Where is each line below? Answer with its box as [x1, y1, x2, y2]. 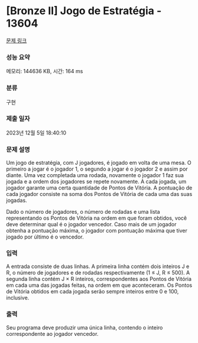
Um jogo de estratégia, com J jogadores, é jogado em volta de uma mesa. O [6, 159, 191, 166]
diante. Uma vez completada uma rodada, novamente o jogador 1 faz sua [6, 172, 184, 179]
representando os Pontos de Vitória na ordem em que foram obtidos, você [6, 214, 187, 222]
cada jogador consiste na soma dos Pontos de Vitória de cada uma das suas [6, 191, 193, 198]
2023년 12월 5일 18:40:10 [6, 129, 67, 136]
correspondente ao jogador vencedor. [6, 330, 99, 337]
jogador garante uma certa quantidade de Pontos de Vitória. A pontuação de [6, 184, 193, 191]
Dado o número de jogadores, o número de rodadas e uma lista [6, 208, 161, 215]
